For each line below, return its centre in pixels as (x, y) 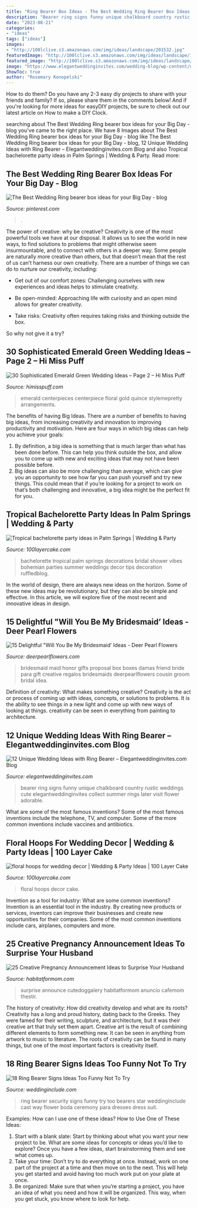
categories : (21, 28)
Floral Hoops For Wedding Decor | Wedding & (90, 843)
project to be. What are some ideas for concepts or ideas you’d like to (98, 1142)
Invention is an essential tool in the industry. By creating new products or (94, 907)
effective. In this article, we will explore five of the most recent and (86, 597)
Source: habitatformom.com (40, 978)
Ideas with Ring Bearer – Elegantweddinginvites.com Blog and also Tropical (97, 149)
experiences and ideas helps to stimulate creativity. (77, 287)
